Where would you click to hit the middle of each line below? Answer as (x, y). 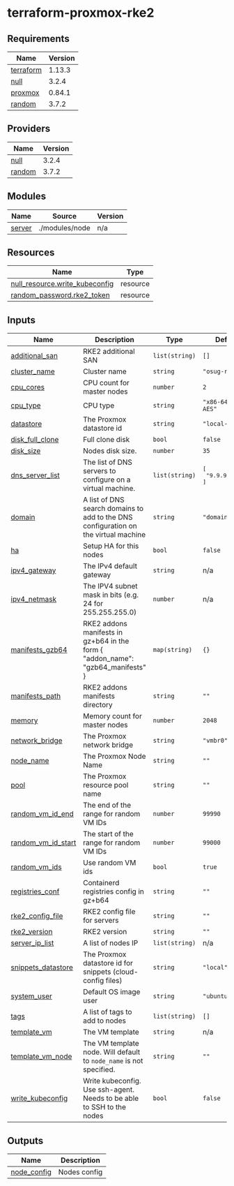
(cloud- (125, 972)
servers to (99, 471)
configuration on (110, 526)
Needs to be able (111, 1099)
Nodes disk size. (110, 451)
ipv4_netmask (34, 600)
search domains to (113, 509)
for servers (101, 921)
